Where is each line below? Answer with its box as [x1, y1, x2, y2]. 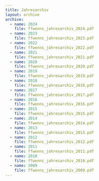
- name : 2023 [10, 31, 38, 36]
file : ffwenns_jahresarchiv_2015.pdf [14, 111, 94, 117]
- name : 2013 [10, 125, 38, 130]
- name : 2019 [10, 69, 38, 74]
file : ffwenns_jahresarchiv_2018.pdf [14, 83, 94, 88]
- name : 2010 [10, 154, 38, 159]
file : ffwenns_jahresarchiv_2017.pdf [14, 92, 94, 97]
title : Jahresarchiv [5, 7, 49, 13]
